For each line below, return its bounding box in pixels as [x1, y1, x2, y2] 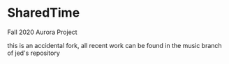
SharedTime [7, 5, 80, 21]
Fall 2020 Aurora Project [7, 28, 78, 36]
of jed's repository [7, 49, 61, 57]
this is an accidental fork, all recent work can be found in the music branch [7, 41, 222, 49]
